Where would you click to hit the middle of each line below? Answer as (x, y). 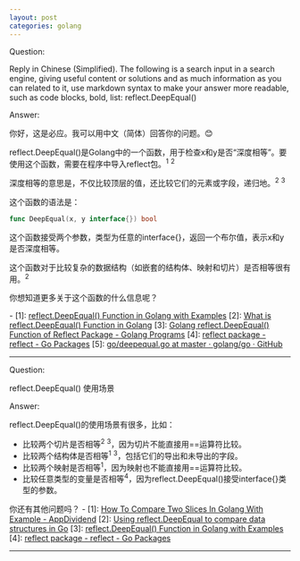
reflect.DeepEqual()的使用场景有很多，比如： (92, 425)
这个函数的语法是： (45, 201)
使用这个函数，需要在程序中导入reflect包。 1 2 (92, 163)
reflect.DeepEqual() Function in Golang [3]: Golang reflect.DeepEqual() (139, 325)
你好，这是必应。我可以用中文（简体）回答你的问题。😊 (111, 133)
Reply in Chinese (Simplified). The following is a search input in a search (142, 69)
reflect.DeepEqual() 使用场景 (62, 388)
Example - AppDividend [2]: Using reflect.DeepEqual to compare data (137, 519)
